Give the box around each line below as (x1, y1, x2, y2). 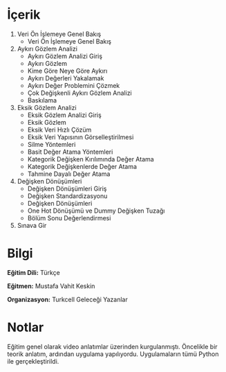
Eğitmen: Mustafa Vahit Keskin (7, 281, 95, 290)
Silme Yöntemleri (27, 140, 76, 148)
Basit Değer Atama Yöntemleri (27, 148, 113, 156)
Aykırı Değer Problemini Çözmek (27, 81, 120, 89)
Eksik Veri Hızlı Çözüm (27, 125, 92, 134)
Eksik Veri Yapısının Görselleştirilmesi (27, 132, 134, 141)
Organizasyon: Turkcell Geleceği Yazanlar (7, 295, 128, 303)
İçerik (7, 7, 41, 23)
